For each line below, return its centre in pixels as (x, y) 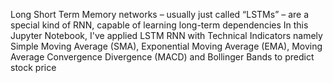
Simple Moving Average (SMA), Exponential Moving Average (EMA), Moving (166, 46)
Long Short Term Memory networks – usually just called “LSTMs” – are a (160, 14)
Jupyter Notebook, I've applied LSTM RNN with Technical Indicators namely (166, 35)
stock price (33, 67)
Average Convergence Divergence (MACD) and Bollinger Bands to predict (162, 57)
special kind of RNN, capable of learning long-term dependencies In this (159, 25)
